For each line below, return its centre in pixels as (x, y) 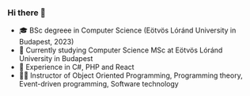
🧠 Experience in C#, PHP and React (77, 67)
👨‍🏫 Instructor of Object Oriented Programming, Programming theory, (131, 75)
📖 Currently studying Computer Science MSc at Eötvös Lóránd (121, 50)
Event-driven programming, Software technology (98, 84)
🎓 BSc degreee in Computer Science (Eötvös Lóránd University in (127, 30)
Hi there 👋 (27, 13)
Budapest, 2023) (46, 42)
